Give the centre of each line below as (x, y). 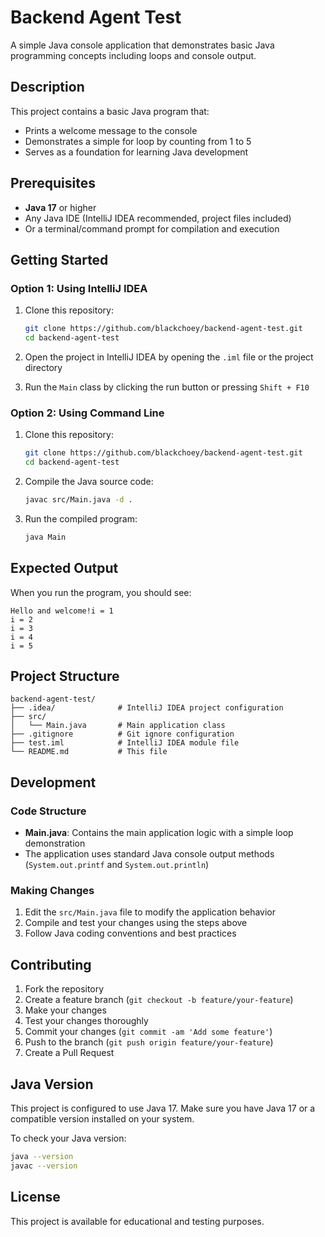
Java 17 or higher (60, 207)
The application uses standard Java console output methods (149, 854)
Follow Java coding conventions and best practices (130, 933)
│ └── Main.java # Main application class (118, 726)
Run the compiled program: (81, 518)
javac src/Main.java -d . (78, 500)
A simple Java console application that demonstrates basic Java (142, 45)
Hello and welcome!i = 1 (62, 611)
